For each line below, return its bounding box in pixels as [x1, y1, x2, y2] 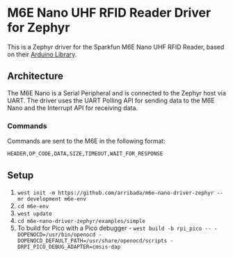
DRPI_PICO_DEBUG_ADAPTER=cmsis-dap [17, 243, 121, 250]
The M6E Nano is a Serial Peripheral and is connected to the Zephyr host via [7, 88, 226, 97]
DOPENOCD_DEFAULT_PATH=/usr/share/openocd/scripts [17, 237, 168, 244]
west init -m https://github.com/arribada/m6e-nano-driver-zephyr [17, 189, 214, 196]
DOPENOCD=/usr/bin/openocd [17, 231, 96, 238]
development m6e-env [26, 195, 87, 203]
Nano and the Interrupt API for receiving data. [7, 103, 138, 112]
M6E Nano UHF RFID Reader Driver [7, 5, 211, 21]
